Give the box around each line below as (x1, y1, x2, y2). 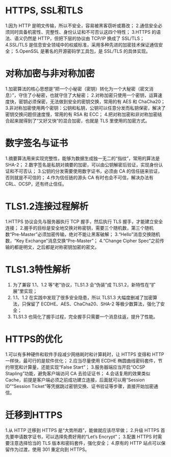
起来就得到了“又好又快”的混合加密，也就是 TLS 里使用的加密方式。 (9, 117, 150, 124)
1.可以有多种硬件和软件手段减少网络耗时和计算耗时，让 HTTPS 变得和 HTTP (5, 351, 164, 357)
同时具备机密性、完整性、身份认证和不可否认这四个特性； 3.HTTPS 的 (9, 29, 157, 35)
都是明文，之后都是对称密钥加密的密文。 (14, 244, 100, 250)
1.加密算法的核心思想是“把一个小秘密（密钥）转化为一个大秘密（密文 (5, 85, 149, 92)
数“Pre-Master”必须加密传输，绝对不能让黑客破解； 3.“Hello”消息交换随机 (5, 231, 160, 237)
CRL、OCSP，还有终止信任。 (5, 181, 67, 187)
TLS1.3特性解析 (5, 263, 70, 275)
